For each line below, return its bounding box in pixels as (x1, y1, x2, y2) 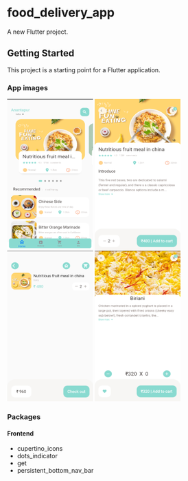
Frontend (7, 429, 34, 438)
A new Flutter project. (7, 28, 69, 36)
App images (7, 83, 48, 92)
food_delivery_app (7, 5, 115, 21)
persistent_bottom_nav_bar (16, 467, 94, 475)
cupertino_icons (16, 445, 63, 453)
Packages (7, 411, 41, 421)
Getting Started (7, 47, 75, 59)
